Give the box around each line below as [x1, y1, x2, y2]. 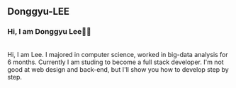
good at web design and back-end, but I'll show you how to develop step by [7, 65, 229, 73]
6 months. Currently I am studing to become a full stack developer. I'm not [7, 58, 225, 66]
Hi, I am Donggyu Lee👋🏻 [7, 27, 92, 37]
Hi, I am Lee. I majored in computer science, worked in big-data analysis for [7, 50, 228, 58]
